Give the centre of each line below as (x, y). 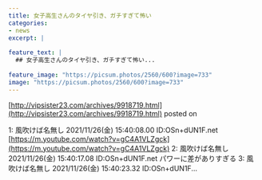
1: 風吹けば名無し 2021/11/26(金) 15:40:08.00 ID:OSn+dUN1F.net (113, 130)
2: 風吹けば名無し (200, 148)
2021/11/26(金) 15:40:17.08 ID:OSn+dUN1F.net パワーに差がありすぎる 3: (127, 158)
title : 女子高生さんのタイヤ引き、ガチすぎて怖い (80, 16)
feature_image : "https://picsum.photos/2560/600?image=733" (111, 75)
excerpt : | (26, 38)
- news (19, 30)
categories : (28, 23)
